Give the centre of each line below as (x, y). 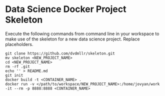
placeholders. (19, 44)
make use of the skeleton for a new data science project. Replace (72, 39)
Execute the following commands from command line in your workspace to (82, 33)
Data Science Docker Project (66, 9)
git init (14, 75)
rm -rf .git (17, 66)
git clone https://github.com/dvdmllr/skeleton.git (60, 53)
